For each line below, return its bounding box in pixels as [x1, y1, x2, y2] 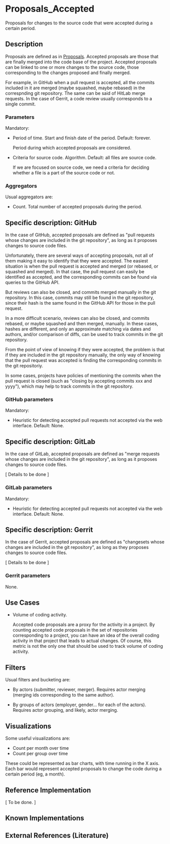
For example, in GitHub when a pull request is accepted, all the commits [5, 79, 155, 85]
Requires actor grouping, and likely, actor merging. [12, 707, 118, 713]
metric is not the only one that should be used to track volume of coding [12, 643, 163, 649]
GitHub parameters [5, 396, 54, 403]
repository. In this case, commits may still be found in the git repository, [5, 295, 154, 301]
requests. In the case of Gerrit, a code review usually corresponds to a [5, 95, 152, 101]
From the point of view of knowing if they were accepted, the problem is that [5, 347, 165, 353]
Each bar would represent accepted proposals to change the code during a [5, 766, 162, 772]
